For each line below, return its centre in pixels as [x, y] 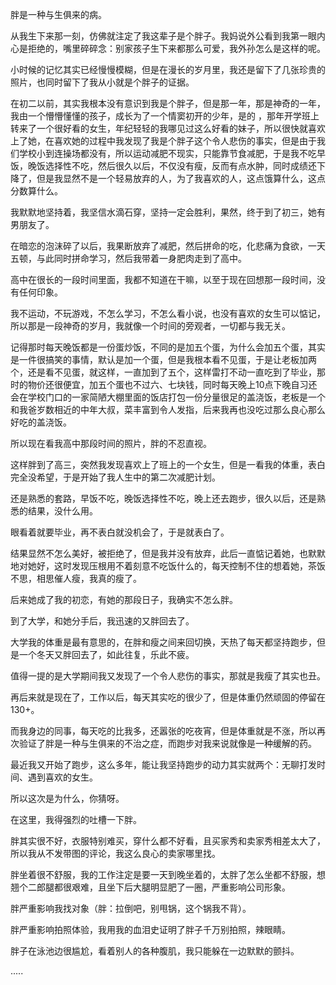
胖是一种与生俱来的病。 [58, 14]
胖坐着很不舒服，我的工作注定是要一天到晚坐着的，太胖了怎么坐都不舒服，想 [168, 874]
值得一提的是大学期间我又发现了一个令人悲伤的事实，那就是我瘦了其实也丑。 [168, 676]
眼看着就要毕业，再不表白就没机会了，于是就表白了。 [120, 532]
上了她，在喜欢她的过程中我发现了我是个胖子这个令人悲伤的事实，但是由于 [163, 141]
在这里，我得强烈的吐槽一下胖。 [76, 819]
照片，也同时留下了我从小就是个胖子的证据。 [102, 82]
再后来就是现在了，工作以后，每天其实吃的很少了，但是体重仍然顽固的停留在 [168, 697]
